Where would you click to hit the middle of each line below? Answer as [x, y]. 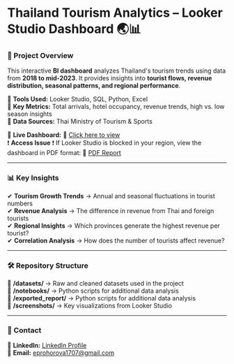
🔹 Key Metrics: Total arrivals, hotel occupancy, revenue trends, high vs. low [116, 107]
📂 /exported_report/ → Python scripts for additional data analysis [102, 298]
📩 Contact [24, 330]
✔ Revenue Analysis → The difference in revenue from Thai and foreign [111, 210]
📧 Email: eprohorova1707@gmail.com [61, 353]
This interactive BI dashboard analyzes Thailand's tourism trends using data [117, 71]
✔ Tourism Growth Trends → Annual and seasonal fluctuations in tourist [111, 196]
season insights [30, 114]
